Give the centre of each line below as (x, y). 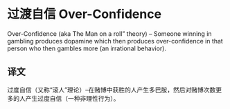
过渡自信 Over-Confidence (84, 14)
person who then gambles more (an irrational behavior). (87, 48)
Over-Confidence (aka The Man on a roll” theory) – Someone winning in (110, 33)
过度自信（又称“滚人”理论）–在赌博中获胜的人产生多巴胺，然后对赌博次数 (112, 90)
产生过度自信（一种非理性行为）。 (72, 98)
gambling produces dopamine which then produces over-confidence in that (115, 41)
